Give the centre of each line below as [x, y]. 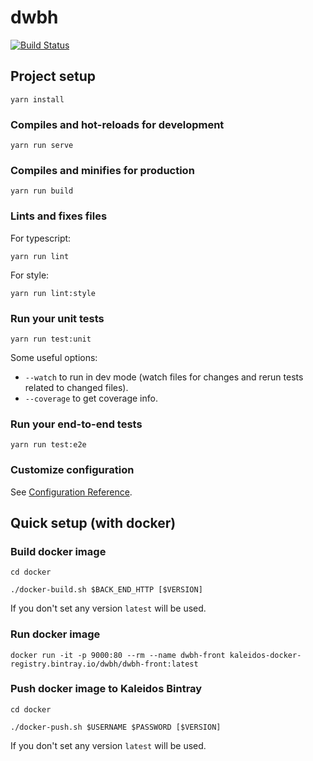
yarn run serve [42, 146]
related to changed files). [76, 387]
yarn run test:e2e [48, 445]
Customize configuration [72, 470]
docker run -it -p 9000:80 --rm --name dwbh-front [118, 655]
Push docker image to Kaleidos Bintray [106, 689]
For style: [30, 275]
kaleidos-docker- [265, 655]
